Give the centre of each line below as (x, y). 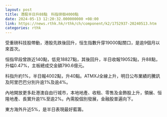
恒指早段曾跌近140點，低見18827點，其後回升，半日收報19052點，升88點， (83, 59)
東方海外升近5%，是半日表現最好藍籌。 (46, 110)
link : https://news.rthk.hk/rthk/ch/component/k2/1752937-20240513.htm (81, 23)
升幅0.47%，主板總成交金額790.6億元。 (46, 66)
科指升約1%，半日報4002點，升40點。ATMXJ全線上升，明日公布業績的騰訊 (83, 76)
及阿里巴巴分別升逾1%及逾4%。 (38, 82)
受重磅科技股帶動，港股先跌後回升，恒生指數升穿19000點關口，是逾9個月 (80, 43)
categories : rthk (23, 28)
